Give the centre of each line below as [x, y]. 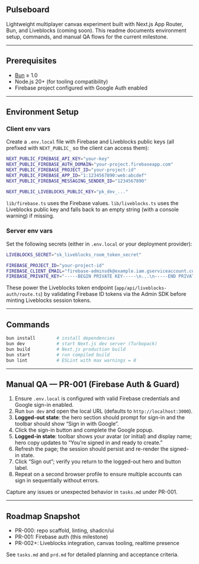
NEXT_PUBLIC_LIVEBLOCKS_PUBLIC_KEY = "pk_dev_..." [67, 192]
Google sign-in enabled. [44, 405]
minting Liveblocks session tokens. [49, 300]
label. [21, 468]
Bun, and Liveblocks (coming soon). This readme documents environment [96, 30]
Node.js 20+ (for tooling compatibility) [61, 81]
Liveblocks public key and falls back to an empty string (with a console [93, 209]
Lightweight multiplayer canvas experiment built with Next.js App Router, [95, 24]
